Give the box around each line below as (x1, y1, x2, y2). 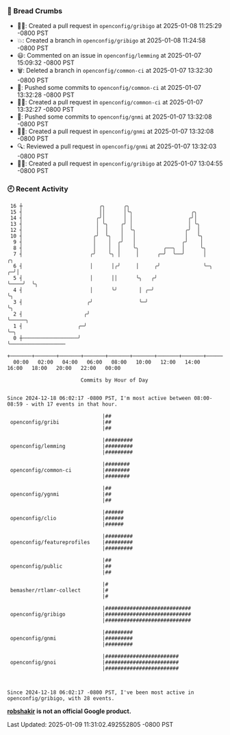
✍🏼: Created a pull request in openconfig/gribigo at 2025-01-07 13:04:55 (16, 159, 223, 167)
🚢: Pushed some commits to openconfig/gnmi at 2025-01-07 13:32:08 (16, 113, 212, 121)
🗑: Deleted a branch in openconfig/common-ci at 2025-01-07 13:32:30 (16, 67, 213, 75)
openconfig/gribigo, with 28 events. (7, 695, 115, 702)
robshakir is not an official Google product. (7, 707, 131, 715)
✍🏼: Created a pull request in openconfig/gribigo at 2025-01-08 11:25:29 (16, 22, 222, 30)
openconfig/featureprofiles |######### (10, 539, 133, 546)
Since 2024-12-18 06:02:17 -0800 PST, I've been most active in (7, 689, 194, 696)
